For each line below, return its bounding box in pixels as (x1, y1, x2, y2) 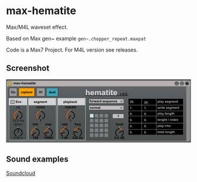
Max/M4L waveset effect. (6, 23, 69, 31)
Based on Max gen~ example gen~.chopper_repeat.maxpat (6, 35, 147, 42)
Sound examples (6, 154, 69, 164)
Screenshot (6, 63, 50, 73)
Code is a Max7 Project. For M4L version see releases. (6, 46, 138, 53)
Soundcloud (6, 170, 36, 177)
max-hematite (6, 4, 76, 18)
